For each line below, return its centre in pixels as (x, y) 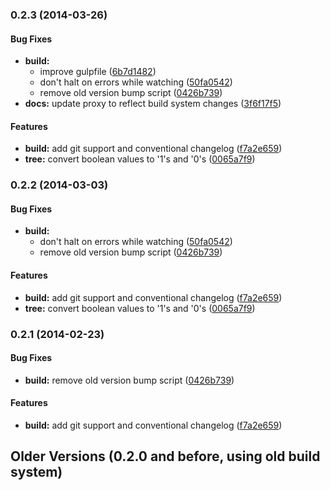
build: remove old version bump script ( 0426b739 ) (129, 380)
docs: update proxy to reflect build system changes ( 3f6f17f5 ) (153, 104)
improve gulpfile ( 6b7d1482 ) (98, 72)
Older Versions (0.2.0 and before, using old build (165, 456)
